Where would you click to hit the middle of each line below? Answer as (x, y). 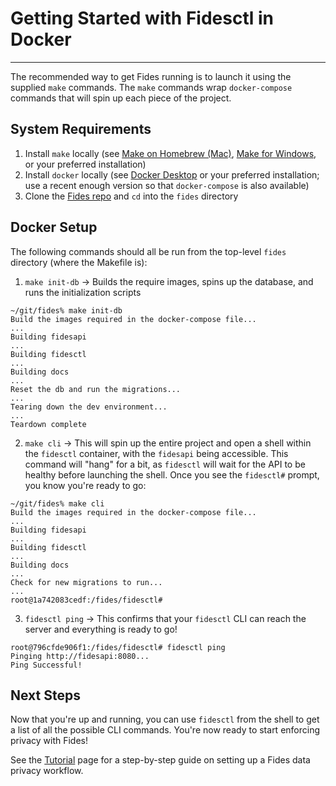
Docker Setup (54, 227)
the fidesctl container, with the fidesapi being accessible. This (156, 453)
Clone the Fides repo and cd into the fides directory (131, 196)
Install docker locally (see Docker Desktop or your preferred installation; (172, 174)
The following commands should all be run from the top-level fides (148, 251)
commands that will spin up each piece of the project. (121, 98)
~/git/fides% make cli (57, 503)
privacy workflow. (47, 771)
